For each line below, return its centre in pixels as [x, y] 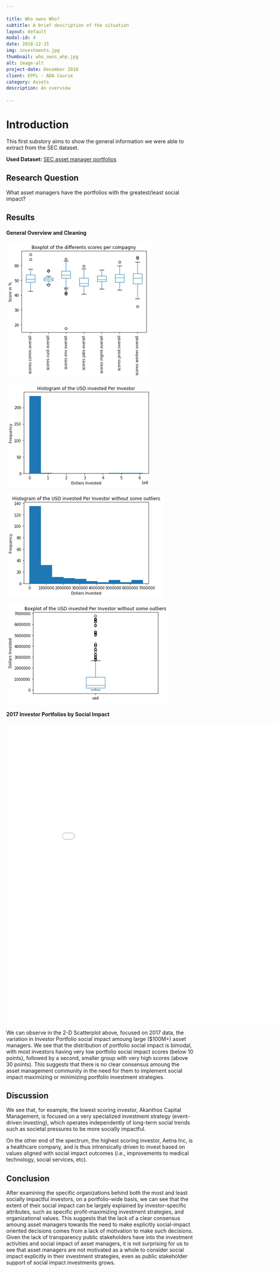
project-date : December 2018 [42, 69]
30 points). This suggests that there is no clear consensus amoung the [93, 1064]
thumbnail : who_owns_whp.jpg [42, 57]
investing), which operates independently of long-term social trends [106, 1123]
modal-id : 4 [21, 38]
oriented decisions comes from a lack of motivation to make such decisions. [100, 1231]
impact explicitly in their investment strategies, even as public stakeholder [97, 1256]
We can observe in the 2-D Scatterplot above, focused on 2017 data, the [95, 1033]
